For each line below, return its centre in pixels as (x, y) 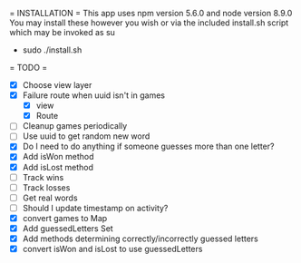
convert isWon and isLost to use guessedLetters (112, 249)
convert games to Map (65, 218)
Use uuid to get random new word (86, 136)
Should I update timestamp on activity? (95, 208)
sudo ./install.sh (52, 50)
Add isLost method (58, 167)
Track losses (46, 187)
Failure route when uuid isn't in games (94, 95)
